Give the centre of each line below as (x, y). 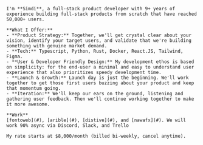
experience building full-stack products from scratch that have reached (102, 14)
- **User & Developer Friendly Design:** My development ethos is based (100, 62)
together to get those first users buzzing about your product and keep (100, 83)
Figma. (15, 56)
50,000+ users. (26, 19)
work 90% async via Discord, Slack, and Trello (68, 126)
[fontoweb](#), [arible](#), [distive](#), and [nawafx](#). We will (96, 120)
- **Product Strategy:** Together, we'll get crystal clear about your (99, 35)
